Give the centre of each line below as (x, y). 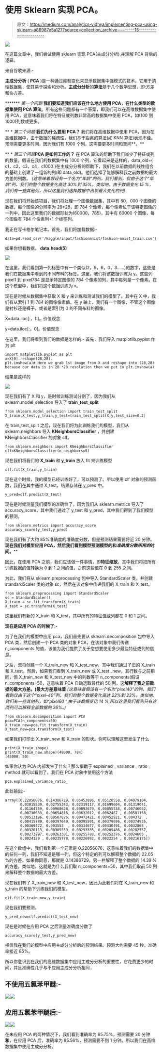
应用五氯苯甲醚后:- (33, 1013)
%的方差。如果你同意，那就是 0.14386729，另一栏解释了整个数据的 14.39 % (81, 860)
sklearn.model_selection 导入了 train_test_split (52, 402)
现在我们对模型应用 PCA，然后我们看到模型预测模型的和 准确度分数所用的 (78, 545)
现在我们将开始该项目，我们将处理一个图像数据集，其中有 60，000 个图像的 (81, 201)
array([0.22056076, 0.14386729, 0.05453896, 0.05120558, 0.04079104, (77, 800)
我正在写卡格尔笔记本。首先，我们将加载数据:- (51, 229)
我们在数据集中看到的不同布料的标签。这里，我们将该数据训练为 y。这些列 (79, 273)
